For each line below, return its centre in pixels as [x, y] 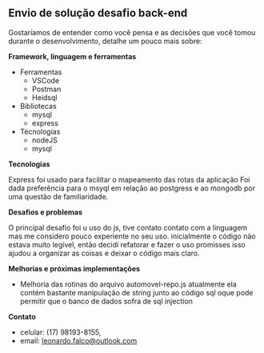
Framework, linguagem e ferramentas [72, 56]
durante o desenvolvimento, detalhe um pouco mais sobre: [105, 41]
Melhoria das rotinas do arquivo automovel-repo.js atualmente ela [128, 284]
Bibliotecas [38, 106]
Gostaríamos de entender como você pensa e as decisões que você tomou [132, 32]
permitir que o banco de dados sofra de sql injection [106, 301]
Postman [46, 89]
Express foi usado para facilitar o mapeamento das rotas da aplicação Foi [129, 179]
